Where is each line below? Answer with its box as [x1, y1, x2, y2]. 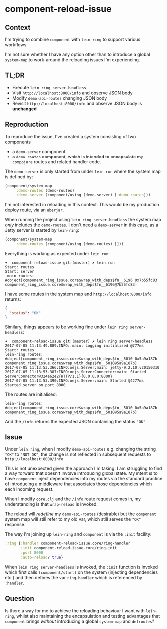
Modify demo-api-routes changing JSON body [12, 95, 107, 101]
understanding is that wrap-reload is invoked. [5, 501, 98, 507]
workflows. [5, 42, 28, 48]
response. [5, 522, 26, 528]
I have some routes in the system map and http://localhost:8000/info [5, 291, 152, 297]
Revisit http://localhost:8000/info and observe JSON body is [12, 100, 142, 106]
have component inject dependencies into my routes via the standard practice [5, 476, 163, 482]
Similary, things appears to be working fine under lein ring [5, 324, 128, 330]
